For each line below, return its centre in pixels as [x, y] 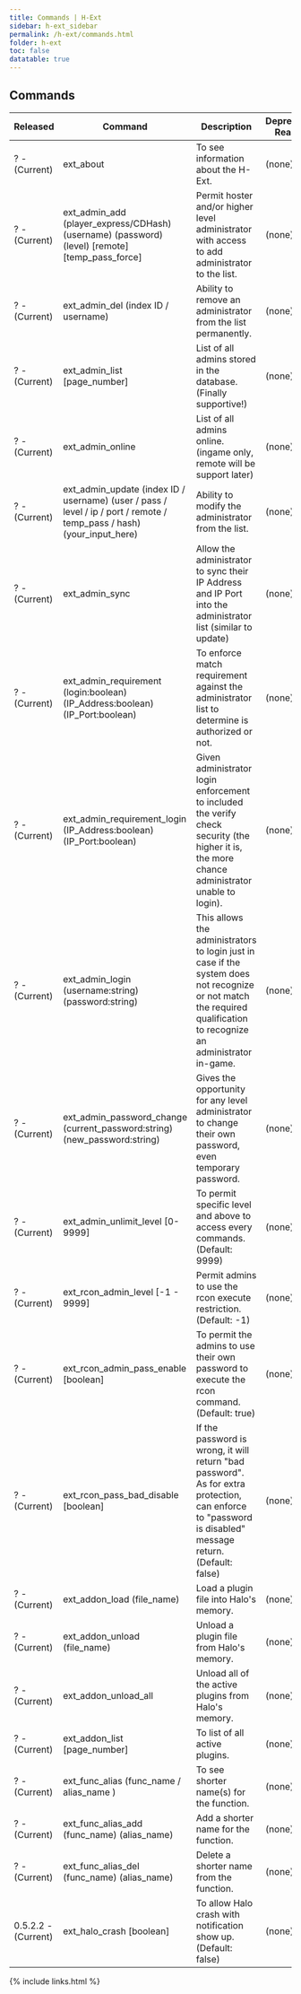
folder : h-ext [36, 43]
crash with [218, 1914]
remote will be [226, 463]
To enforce [219, 653]
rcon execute [224, 1297]
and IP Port [219, 593]
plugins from [222, 1695]
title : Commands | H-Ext [56, 17]
